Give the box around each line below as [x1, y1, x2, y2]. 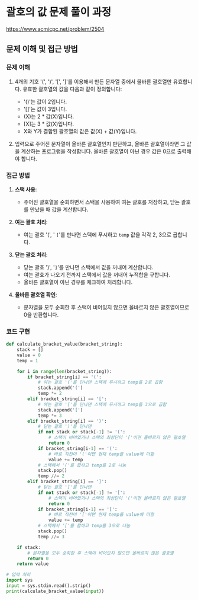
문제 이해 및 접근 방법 [6, 44, 78, 54]
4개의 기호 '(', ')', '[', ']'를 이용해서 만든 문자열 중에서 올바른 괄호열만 [14, 78, 172, 85]
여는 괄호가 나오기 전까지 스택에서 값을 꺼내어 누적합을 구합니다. [23, 271, 170, 278]
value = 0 [17, 352, 41, 358]
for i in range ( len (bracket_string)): [17, 368, 112, 374]
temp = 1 [17, 358, 38, 363]
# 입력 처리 [6, 572, 31, 578]
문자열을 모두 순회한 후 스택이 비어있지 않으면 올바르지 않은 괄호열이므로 [23, 304, 190, 311]
